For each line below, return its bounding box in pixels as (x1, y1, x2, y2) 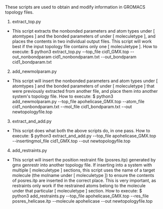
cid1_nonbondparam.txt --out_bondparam (53, 54, 137, 60)
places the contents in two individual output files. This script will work (12, 38, 152, 44)
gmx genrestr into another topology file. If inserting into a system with (12, 162, 152, 168)
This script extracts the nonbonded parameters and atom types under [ (12, 28, 155, 34)
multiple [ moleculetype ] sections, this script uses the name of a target (12, 167, 155, 173)
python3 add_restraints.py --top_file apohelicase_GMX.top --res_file (12, 193, 149, 199)
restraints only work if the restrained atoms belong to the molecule (12, 183, 146, 189)
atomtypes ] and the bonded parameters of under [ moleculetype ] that (12, 83, 155, 89)
